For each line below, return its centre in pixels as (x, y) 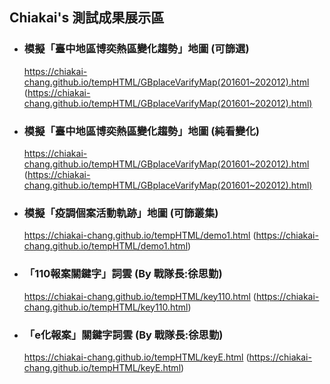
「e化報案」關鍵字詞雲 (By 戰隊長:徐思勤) (123, 335)
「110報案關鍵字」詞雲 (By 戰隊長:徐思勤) (123, 274)
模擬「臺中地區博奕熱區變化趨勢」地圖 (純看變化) (141, 131)
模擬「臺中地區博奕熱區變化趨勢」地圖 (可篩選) (136, 49)
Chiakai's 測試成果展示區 (87, 18)
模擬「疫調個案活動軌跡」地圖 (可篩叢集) (121, 213)
